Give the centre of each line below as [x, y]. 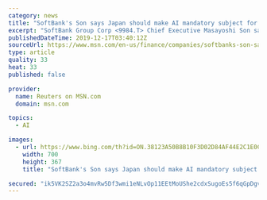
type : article [32, 52]
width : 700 [41, 154]
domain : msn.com [42, 104]
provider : [25, 89]
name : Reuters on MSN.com [58, 96]
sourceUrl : [26, 45]
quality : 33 [28, 60]
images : [21, 140]
